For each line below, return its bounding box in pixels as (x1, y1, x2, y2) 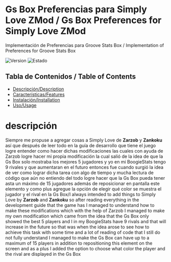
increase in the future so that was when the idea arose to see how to (5, 224, 150, 230)
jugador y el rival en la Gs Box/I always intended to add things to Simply (5, 191, 156, 197)
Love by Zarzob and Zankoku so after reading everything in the (5, 197, 139, 203)
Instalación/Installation (12, 97, 60, 103)
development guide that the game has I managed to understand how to (5, 202, 155, 208)
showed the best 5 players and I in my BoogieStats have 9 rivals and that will (5, 218, 166, 224)
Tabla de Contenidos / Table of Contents (5, 73, 136, 81)
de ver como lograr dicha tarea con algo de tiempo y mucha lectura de (5, 170, 154, 176)
